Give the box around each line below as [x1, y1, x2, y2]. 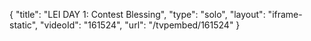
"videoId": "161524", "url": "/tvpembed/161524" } [40, 19, 241, 31]
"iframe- [267, 9, 303, 20]
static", [9, 19, 39, 31]
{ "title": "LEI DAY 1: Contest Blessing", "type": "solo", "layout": [9, 9, 266, 20]
